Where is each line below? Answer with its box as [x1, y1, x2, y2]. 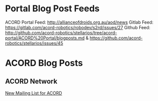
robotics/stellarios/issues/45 [5, 40, 63, 46]
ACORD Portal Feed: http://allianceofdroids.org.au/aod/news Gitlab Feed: [5, 19, 154, 25]
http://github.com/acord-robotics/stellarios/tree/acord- [5, 30, 118, 35]
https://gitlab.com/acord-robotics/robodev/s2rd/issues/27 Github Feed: [5, 24, 151, 30]
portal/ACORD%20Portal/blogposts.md [5, 35, 85, 41]
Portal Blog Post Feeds [5, 3, 100, 14]
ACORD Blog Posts [5, 58, 83, 69]
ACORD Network [5, 77, 58, 85]
